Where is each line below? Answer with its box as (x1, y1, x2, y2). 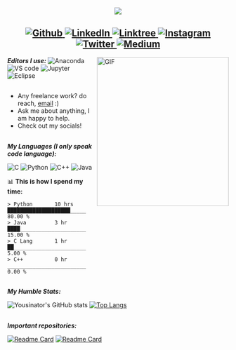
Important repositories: (7, 321, 77, 330)
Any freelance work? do (17, 92, 87, 100)
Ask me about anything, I (17, 107, 90, 115)
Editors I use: (7, 57, 47, 65)
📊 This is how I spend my (7, 177, 84, 185)
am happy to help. (17, 114, 70, 123)
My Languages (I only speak (7, 142, 93, 150)
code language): (7, 149, 57, 158)
